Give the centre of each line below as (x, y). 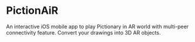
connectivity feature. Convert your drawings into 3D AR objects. (83, 32)
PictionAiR (32, 11)
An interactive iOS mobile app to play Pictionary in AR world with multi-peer (97, 26)
